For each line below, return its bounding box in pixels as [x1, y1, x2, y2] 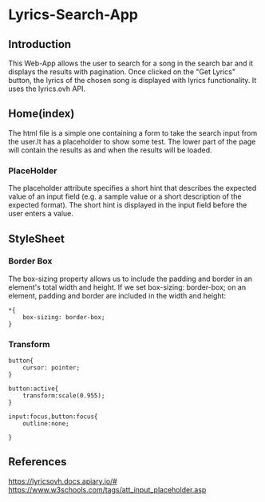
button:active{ [8, 385, 59, 393]
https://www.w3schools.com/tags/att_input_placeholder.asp [8, 484, 207, 494]
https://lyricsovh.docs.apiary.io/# [8, 476, 117, 486]
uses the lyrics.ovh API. [8, 84, 86, 93]
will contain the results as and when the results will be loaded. [8, 145, 213, 155]
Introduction [8, 38, 72, 51]
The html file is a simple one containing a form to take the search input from [8, 128, 258, 137]
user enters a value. [8, 209, 73, 219]
